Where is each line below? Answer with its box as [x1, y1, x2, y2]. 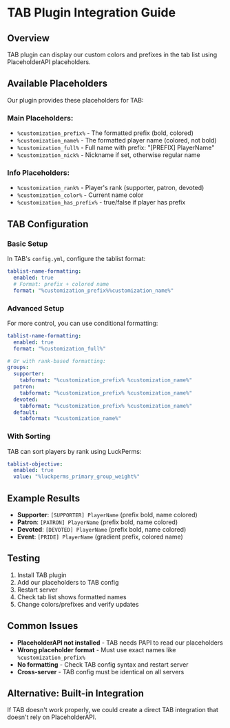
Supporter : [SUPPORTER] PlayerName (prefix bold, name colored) [17, 511, 198, 519]
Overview [7, 32, 50, 44]
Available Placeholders [7, 78, 108, 90]
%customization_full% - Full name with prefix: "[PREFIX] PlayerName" [17, 143, 215, 152]
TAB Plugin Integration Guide [7, 5, 176, 21]
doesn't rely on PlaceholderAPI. [7, 713, 96, 721]
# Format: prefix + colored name [13, 280, 109, 287]
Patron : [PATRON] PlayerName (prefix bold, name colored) [17, 518, 178, 526]
